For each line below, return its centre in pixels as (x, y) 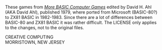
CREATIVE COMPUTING (29, 37)
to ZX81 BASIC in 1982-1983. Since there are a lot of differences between (79, 17)
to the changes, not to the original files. (45, 28)
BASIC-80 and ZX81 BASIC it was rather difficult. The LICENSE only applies (81, 22)
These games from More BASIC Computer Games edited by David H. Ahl (78, 7)
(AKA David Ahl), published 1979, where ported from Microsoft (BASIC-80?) (81, 12)
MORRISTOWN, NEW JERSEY (35, 42)
